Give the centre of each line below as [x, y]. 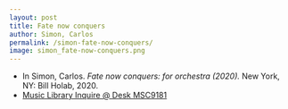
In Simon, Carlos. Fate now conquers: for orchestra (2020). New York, [151, 76]
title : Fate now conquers [57, 26]
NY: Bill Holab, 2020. [60, 86]
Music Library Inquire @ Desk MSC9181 [95, 96]
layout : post [33, 17]
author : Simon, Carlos [51, 34]
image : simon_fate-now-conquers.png [77, 51]
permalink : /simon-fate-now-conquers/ [81, 42]
